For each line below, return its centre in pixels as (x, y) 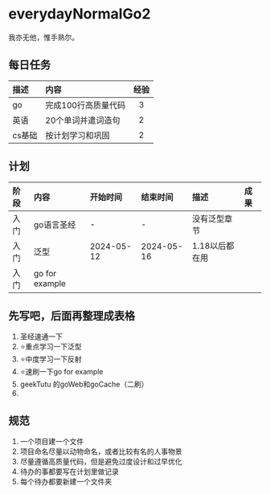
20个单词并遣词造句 (83, 120)
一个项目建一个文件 (52, 442)
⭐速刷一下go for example (61, 372)
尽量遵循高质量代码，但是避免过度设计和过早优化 (101, 462)
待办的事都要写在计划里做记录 (69, 472)
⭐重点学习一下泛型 (51, 347)
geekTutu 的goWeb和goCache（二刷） (84, 384)
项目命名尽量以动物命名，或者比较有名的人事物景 (101, 451)
